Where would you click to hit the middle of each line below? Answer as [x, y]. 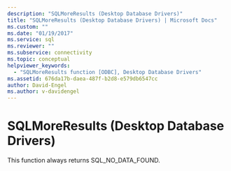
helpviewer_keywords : [39, 66]
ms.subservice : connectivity [50, 53]
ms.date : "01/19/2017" [40, 33]
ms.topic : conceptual [39, 59]
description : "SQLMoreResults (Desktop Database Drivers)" [95, 14]
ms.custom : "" [28, 27]
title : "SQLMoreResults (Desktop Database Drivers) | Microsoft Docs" [112, 20]
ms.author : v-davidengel [43, 91]
